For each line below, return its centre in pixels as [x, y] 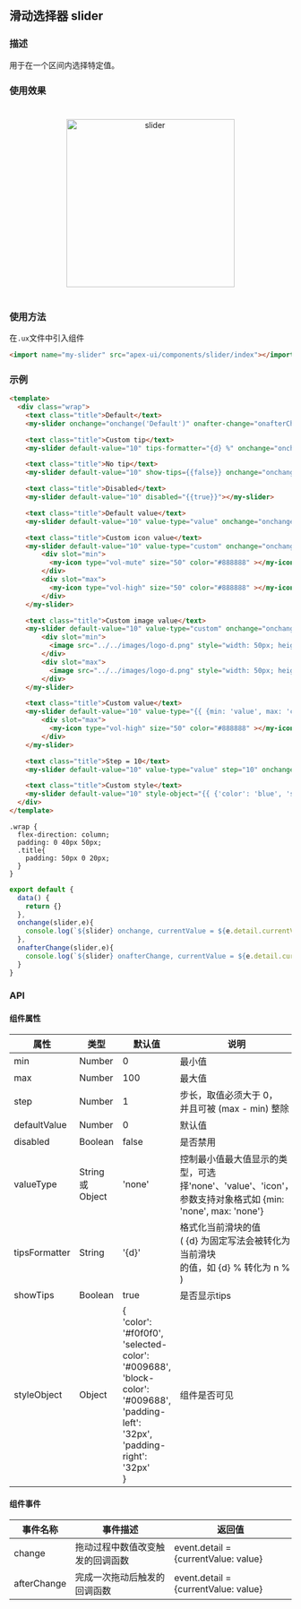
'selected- [145, 1344]
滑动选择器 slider [56, 16]
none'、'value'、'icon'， [242, 1185]
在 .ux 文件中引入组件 [47, 338]
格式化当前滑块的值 [220, 1227]
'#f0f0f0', [143, 1333]
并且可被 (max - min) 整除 [234, 1108]
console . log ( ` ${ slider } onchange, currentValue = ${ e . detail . [144, 931]
